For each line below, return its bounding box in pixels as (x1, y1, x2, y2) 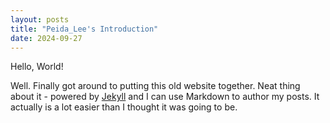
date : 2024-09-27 (10, 33, 83, 43)
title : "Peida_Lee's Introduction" (10, 24, 159, 34)
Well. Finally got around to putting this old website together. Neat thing (10, 80, 301, 92)
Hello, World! (10, 61, 64, 73)
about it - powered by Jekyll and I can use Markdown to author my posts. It (10, 91, 320, 103)
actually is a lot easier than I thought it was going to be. (10, 101, 238, 113)
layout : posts (10, 14, 70, 25)
